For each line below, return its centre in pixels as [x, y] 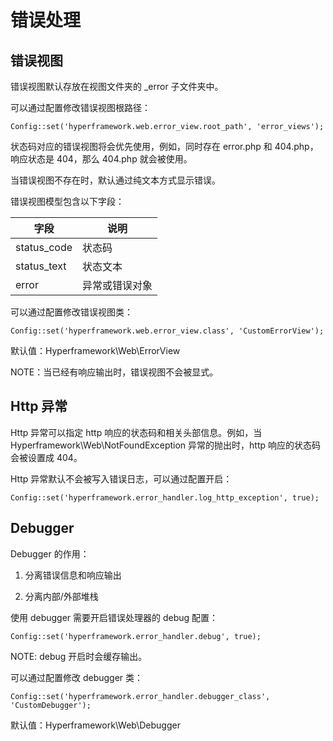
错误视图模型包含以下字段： [67, 201]
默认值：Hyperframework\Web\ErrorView [95, 350]
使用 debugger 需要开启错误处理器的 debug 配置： [114, 617]
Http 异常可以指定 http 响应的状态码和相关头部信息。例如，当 [136, 432]
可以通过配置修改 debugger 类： [77, 677]
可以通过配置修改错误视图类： [71, 312]
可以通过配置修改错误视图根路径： [80, 107]
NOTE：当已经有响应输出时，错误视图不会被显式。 [114, 372]
